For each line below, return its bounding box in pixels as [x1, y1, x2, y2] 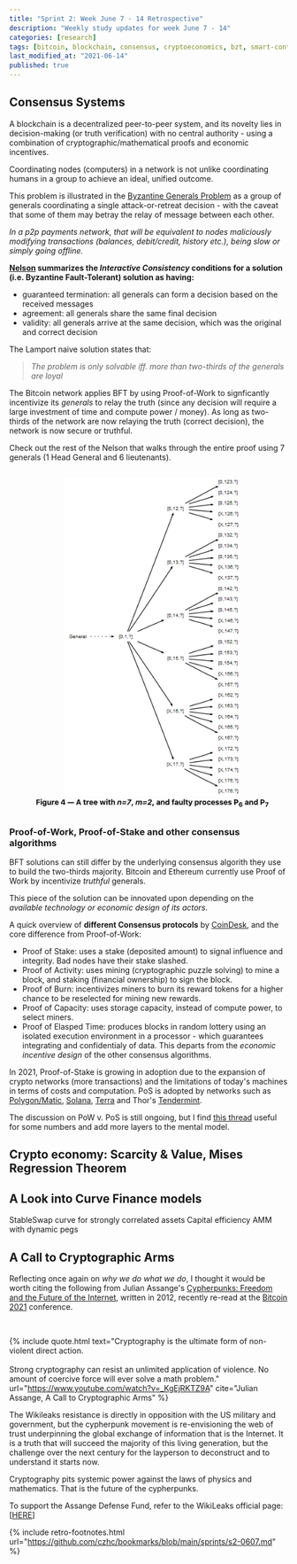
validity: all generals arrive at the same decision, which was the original [21, 317, 282, 328]
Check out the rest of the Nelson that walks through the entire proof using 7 [9, 442, 286, 453]
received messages [21, 298, 95, 309]
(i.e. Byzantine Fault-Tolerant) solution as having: [9, 271, 194, 283]
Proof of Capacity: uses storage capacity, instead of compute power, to [21, 1002, 283, 1013]
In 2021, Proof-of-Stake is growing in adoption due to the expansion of [9, 1066, 266, 1077]
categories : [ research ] [9, 33, 97, 42]
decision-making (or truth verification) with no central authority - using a [9, 128, 273, 138]
